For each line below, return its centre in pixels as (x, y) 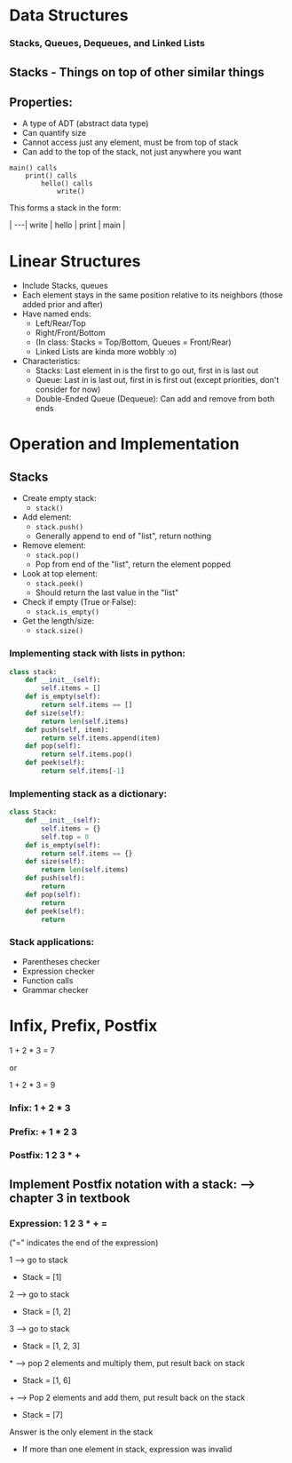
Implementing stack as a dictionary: (88, 793)
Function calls (47, 980)
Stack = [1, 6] (46, 1380)
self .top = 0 (65, 837)
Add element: (47, 517)
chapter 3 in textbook (70, 1198)
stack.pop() (57, 556)
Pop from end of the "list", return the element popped (133, 564)
